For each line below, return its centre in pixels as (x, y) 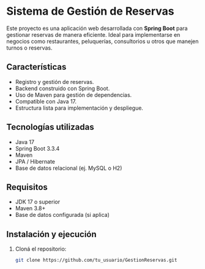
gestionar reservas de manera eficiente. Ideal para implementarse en (93, 34)
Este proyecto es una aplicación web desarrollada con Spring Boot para (97, 28)
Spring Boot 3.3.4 (37, 148)
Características (36, 67)
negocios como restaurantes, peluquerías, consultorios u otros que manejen (102, 41)
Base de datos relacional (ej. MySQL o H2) (69, 168)
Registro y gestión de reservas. (54, 81)
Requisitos (27, 187)
